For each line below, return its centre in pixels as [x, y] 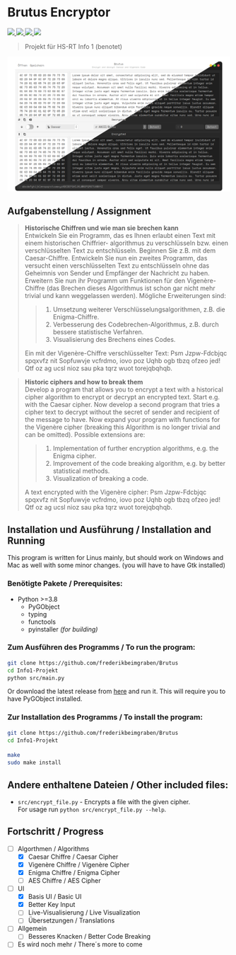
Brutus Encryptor [59, 12]
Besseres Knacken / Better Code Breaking [89, 937]
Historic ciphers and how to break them [84, 382]
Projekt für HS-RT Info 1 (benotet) [73, 46]
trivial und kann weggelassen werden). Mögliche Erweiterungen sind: [125, 296]
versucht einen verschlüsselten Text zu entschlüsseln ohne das [117, 265]
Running [26, 541]
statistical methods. [81, 471]
